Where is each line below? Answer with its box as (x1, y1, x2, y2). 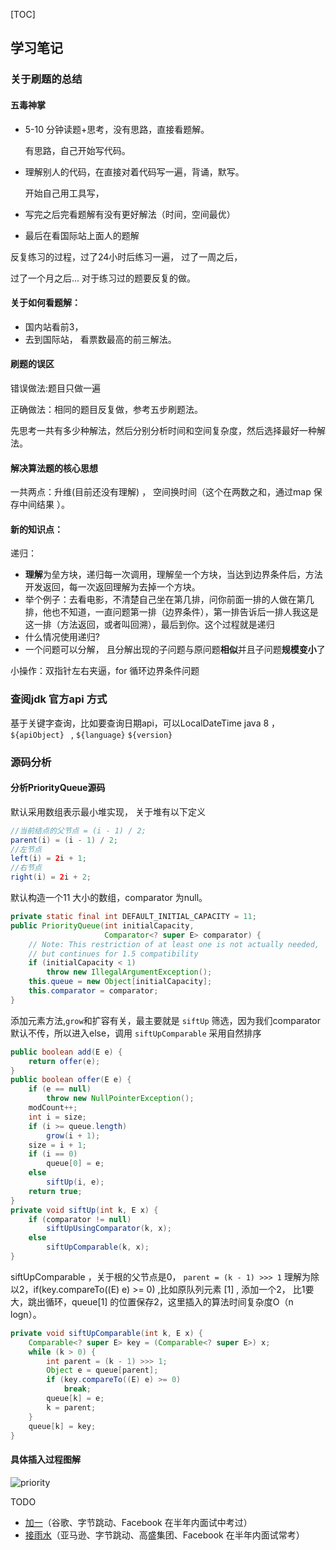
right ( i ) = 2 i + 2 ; (10, 872, 92, 883)
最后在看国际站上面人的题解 (24, 229, 140, 241)
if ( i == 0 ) (28, 1149, 78, 1159)
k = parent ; (46, 1402, 97, 1413)
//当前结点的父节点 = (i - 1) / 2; (10, 825, 147, 836)
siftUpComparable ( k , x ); (46, 1242, 150, 1253)
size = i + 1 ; (28, 1140, 87, 1150)
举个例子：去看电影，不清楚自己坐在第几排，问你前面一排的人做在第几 (24, 594, 315, 606)
